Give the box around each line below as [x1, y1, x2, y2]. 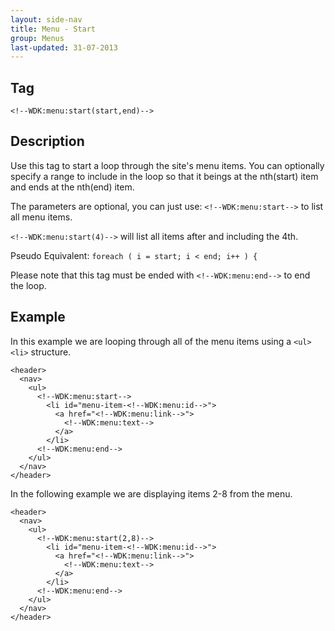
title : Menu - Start [10, 24, 97, 34]
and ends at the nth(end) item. [10, 181, 135, 193]
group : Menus [10, 33, 65, 43]
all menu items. [10, 211, 73, 223]
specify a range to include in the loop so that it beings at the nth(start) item [10, 170, 319, 182]
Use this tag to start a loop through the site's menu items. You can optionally [10, 159, 325, 171]
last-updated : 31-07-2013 [10, 42, 118, 53]
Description [10, 133, 85, 150]
